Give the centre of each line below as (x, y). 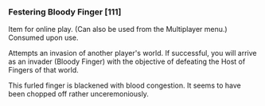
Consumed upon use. (43, 37)
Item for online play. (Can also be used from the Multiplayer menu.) (118, 29)
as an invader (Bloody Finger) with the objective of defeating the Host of (127, 61)
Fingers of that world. (44, 70)
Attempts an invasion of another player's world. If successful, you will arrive (132, 53)
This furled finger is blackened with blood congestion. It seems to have (125, 85)
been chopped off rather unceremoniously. (79, 94)
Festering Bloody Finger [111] (65, 12)
